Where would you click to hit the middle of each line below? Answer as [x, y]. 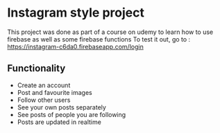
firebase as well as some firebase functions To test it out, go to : [99, 39]
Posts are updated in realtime [59, 122]
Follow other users [44, 100]
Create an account [44, 85]
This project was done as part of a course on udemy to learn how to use [110, 32]
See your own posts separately [61, 107]
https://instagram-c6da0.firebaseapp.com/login [75, 46]
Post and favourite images [54, 92]
